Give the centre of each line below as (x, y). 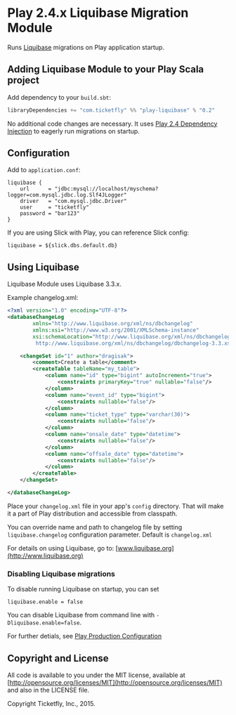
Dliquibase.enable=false (44, 623)
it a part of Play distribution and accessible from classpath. (92, 513)
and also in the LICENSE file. (48, 690)
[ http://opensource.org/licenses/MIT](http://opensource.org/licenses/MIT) (115, 682)
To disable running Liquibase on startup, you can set (83, 589)
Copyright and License (58, 658)
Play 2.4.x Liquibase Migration (98, 13)
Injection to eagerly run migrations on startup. (74, 131)
